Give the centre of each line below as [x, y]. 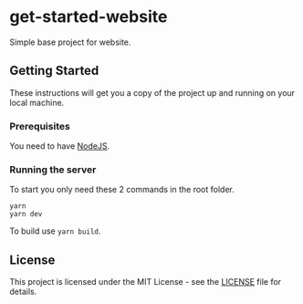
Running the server [53, 169]
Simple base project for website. [70, 42]
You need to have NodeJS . [60, 146]
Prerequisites [40, 126]
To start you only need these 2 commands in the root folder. [122, 190]
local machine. [37, 102]
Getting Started [54, 71]
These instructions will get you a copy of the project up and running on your [152, 92]
